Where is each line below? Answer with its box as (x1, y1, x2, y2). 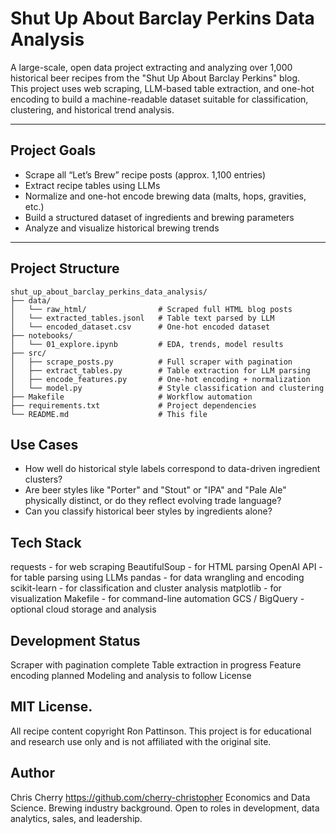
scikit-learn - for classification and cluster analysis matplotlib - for (10, 582, 282, 594)
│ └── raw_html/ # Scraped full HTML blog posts (10, 304, 293, 314)
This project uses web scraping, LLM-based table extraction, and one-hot (10, 82, 315, 94)
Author (10, 765, 55, 782)
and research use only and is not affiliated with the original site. (10, 735, 272, 747)
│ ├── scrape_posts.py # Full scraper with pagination (10, 357, 293, 367)
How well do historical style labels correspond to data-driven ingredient (24, 463, 321, 475)
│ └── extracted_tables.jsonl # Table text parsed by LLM (10, 313, 275, 323)
